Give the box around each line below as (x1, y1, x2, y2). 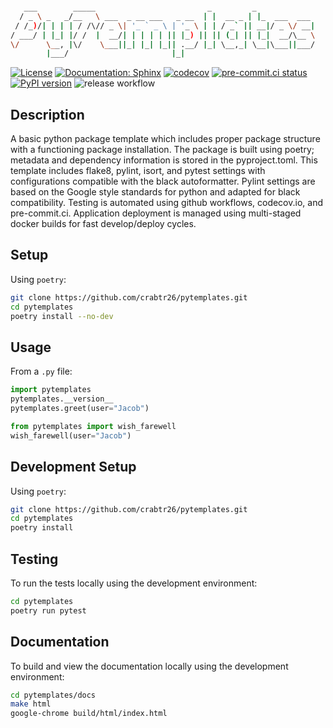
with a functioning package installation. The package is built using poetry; (10, 144, 315, 156)
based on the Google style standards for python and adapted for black (10, 186, 301, 198)
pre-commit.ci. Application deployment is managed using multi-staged (10, 207, 302, 219)
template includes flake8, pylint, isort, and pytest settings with (10, 165, 266, 177)
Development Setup (10, 459, 137, 476)
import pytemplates (10, 385, 92, 395)
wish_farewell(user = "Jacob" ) (10, 430, 132, 441)
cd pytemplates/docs (10, 690, 97, 700)
